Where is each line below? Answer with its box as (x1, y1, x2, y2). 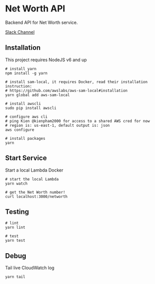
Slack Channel (5, 29, 35, 35)
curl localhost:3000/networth (5, 194, 68, 199)
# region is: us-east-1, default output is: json (5, 123, 110, 128)
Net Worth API (5, 3, 66, 14)
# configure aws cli (5, 114, 48, 119)
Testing (5, 207, 29, 216)
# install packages (5, 136, 46, 141)
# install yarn (5, 66, 37, 71)
